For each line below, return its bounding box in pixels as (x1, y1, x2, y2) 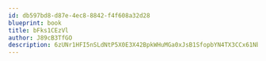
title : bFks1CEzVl (8, 26, 69, 34)
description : (8, 41, 51, 49)
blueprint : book (8, 19, 62, 27)
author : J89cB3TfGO (8, 33, 73, 42)
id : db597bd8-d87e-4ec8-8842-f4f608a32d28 (8, 11, 150, 20)
